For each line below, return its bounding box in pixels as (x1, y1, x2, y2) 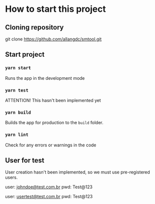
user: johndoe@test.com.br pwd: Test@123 (5, 184, 93, 190)
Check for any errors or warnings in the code (5, 142, 97, 148)
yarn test (5, 87, 29, 93)
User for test (5, 156, 44, 165)
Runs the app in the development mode (5, 75, 85, 81)
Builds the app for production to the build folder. (5, 120, 104, 126)
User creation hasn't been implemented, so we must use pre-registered (5, 169, 150, 175)
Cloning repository (5, 23, 64, 32)
